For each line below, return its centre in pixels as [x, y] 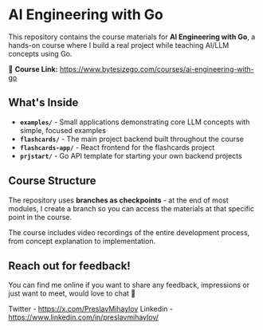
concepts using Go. [40, 53]
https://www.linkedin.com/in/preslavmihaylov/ [84, 317]
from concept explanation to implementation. [82, 241]
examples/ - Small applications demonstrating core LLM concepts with [135, 122]
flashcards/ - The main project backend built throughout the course [132, 139]
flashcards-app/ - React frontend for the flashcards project [117, 147]
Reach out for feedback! [70, 266]
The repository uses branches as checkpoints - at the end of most [118, 200]
